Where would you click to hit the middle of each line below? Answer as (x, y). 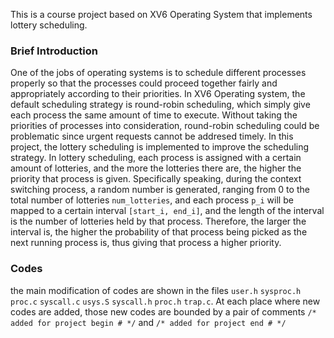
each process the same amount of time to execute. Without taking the (154, 115)
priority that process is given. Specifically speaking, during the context (156, 179)
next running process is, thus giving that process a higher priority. (146, 243)
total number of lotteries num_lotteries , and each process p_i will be (152, 200)
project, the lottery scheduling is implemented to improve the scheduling (160, 147)
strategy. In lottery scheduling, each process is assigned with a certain (156, 158)
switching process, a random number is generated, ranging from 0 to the (160, 190)
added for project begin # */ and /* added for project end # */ (148, 322)
